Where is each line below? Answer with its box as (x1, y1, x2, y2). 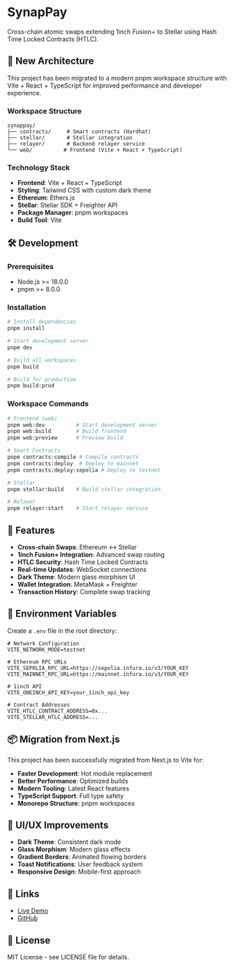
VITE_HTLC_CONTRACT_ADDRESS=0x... (7, 707, 108, 715)
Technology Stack (7, 163, 71, 172)
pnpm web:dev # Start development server (7, 421, 158, 428)
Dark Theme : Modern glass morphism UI (17, 572, 136, 581)
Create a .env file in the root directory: (7, 626, 117, 635)
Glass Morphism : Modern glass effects (17, 845, 131, 853)
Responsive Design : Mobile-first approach (17, 867, 141, 876)
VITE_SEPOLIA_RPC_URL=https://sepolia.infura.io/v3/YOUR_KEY (7, 664, 189, 671)
